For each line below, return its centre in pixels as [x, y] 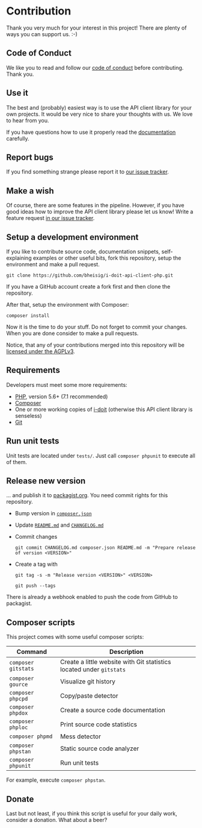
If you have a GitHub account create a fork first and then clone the [88, 287]
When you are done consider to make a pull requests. [72, 333]
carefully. [18, 138]
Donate [20, 799]
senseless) [28, 416]
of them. [17, 462]
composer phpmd [31, 737]
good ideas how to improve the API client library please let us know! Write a [100, 212]
